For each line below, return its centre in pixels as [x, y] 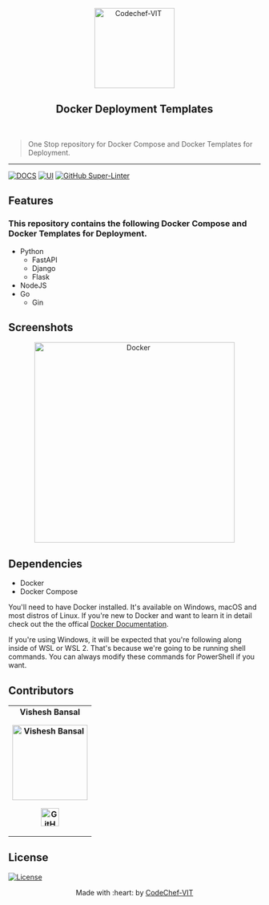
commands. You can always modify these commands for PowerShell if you [131, 657]
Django [44, 268]
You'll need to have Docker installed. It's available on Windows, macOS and [132, 607]
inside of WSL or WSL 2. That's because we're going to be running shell [127, 648]
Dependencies [45, 564]
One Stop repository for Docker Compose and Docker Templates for [140, 143]
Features [31, 201]
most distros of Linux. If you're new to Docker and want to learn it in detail [130, 616]
